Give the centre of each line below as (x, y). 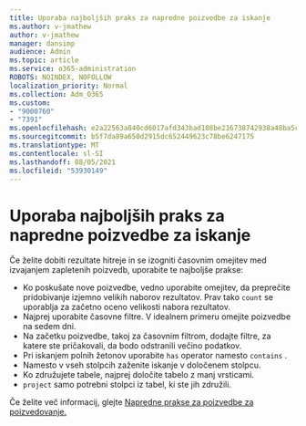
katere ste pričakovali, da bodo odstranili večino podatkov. (132, 346)
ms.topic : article (44, 60)
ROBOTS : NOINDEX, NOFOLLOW (61, 78)
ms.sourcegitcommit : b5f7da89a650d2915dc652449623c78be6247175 (132, 137)
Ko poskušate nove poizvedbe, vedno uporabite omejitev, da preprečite (157, 287)
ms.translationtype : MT (55, 145)
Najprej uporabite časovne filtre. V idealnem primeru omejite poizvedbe (157, 317)
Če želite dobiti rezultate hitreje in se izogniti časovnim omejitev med (138, 260)
